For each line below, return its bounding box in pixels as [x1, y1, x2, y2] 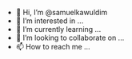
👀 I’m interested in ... [15, 16, 84, 26]
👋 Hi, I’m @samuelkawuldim [15, 8, 108, 17]
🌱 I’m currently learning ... [15, 25, 102, 33]
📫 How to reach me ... [15, 42, 90, 51]
